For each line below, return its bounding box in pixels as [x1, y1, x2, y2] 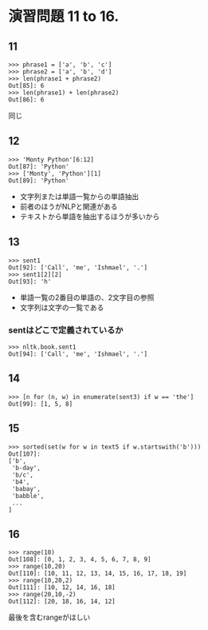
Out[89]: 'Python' [8, 177, 69, 185]
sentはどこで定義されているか [8, 325, 124, 336]
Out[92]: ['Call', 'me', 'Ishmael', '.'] [8, 263, 148, 272]
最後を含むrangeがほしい [8, 612, 91, 622]
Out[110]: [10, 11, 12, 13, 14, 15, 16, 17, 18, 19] [8, 569, 187, 578]
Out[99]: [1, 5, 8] [8, 400, 73, 408]
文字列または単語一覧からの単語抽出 [19, 191, 139, 201]
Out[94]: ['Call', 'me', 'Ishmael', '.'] [8, 349, 148, 358]
